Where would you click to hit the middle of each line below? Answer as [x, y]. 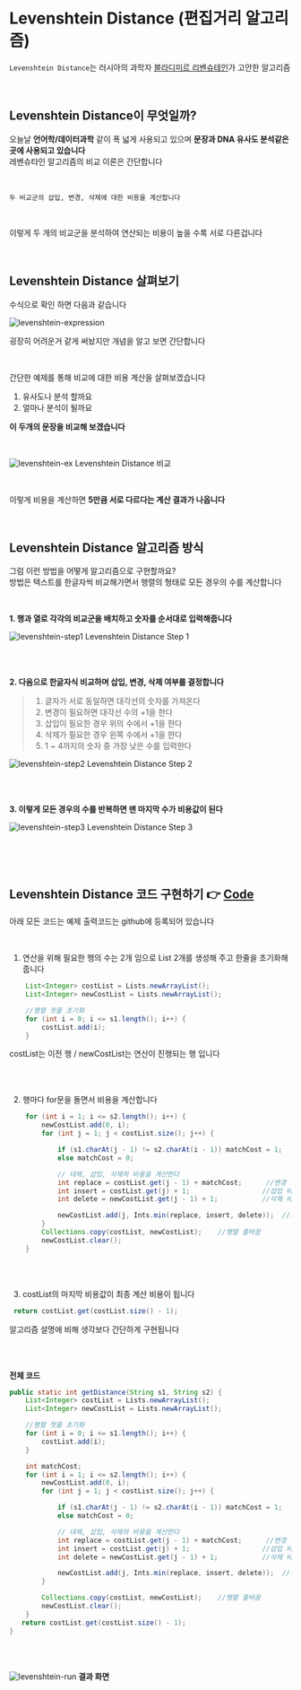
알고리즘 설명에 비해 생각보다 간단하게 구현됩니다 [95, 1329]
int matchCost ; [54, 1466]
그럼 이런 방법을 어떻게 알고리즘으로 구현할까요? [93, 571]
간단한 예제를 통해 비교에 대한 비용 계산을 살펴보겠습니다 [107, 377]
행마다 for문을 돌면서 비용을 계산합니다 [90, 1100]
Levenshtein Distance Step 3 [140, 827]
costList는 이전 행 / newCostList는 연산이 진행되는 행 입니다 [115, 1054]
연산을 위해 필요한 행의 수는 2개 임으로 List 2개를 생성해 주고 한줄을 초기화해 [155, 958]
